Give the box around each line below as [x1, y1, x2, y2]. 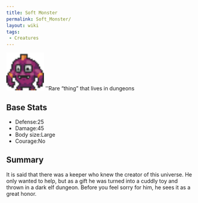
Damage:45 [14, 124, 45, 132]
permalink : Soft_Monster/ [6, 16, 71, 22]
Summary [6, 155, 44, 165]
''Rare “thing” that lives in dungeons [45, 85, 135, 92]
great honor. [6, 190, 37, 197]
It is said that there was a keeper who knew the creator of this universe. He [6, 170, 193, 178]
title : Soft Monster [6, 10, 58, 16]
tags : [6, 29, 20, 35]
